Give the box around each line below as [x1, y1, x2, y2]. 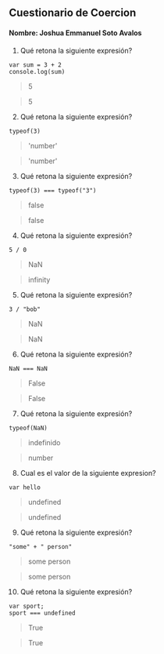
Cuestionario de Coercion [9, 6, 137, 20]
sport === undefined [9, 608, 77, 617]
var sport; [9, 602, 45, 610]
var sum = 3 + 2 [9, 60, 62, 69]
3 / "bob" [9, 305, 41, 313]
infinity [27, 275, 51, 284]
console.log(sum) [9, 68, 66, 75]
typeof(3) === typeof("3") [9, 186, 97, 195]
